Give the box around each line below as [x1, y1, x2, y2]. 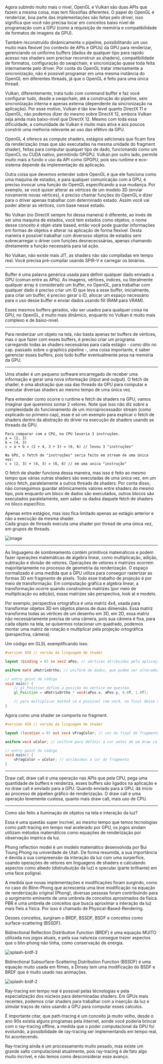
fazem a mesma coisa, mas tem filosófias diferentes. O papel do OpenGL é [5, 9, 155, 15]
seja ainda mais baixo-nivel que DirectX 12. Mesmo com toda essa [5, 116, 137, 122]
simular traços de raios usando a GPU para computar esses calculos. [5, 1004, 143, 1009]
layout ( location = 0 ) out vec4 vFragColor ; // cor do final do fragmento [5, 731, 160, 735]
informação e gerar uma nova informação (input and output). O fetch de [5, 376, 149, 382]
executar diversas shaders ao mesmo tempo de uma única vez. [5, 387, 132, 392]
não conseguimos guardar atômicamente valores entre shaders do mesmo [5, 485, 154, 491]
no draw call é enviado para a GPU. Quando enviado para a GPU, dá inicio [5, 786, 153, 791]
